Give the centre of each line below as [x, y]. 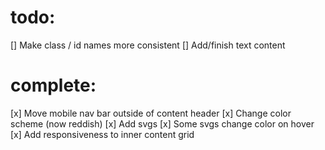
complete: [53, 85]
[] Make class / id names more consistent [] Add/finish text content [148, 45]
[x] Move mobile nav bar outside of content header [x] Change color [151, 113]
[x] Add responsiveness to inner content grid [102, 134]
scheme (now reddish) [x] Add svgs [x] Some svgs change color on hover [162, 123]
